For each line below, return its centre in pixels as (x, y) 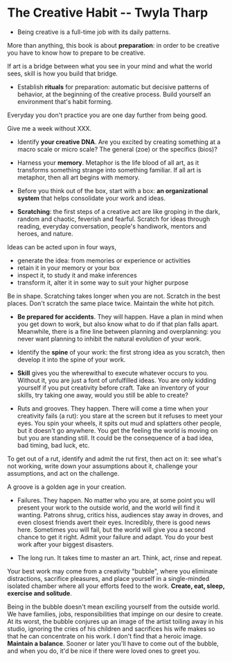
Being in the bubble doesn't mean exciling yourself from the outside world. (114, 607)
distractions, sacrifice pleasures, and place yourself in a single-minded (108, 578)
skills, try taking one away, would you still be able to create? (103, 395)
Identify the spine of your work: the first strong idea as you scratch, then (121, 352)
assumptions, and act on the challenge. (63, 473)
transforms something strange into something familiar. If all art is (109, 170)
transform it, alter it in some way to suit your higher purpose (103, 283)
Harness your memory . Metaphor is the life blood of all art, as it (108, 162)
